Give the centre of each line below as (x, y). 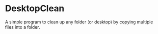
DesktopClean (35, 8)
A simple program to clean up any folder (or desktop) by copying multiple (79, 22)
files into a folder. (23, 27)
